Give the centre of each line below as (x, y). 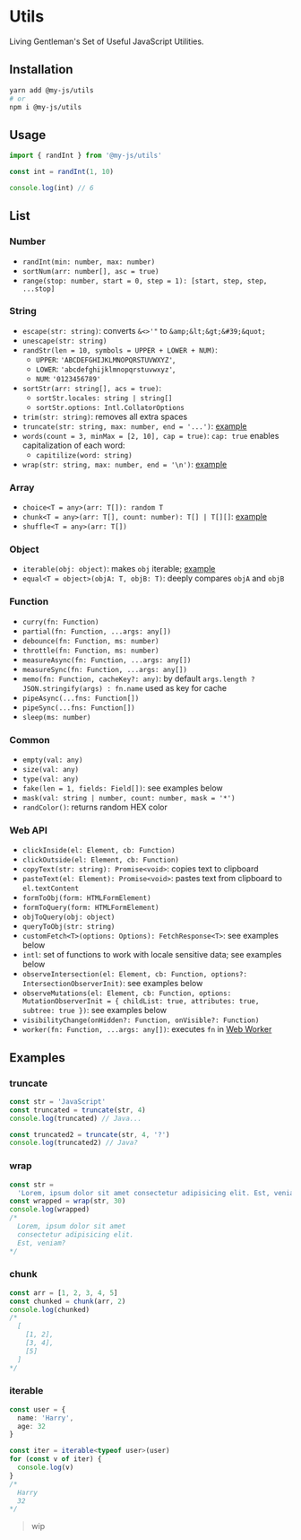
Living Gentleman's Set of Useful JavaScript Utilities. (107, 41)
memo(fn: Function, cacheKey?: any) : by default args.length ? (138, 678)
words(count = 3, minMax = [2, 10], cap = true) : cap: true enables (150, 435)
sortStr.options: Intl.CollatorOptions (110, 407)
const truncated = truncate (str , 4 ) (77, 1110)
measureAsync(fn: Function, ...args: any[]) (107, 660)
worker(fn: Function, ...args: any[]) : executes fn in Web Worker (147, 1029)
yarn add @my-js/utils (52, 90)
